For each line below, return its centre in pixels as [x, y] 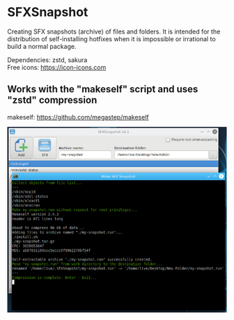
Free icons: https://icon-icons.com [57, 67]
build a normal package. [42, 46]
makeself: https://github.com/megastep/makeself [78, 117]
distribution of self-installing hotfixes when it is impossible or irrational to [111, 38]
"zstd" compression [52, 100]
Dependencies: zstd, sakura [47, 59]
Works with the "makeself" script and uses [103, 89]
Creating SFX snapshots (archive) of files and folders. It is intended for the [114, 31]
